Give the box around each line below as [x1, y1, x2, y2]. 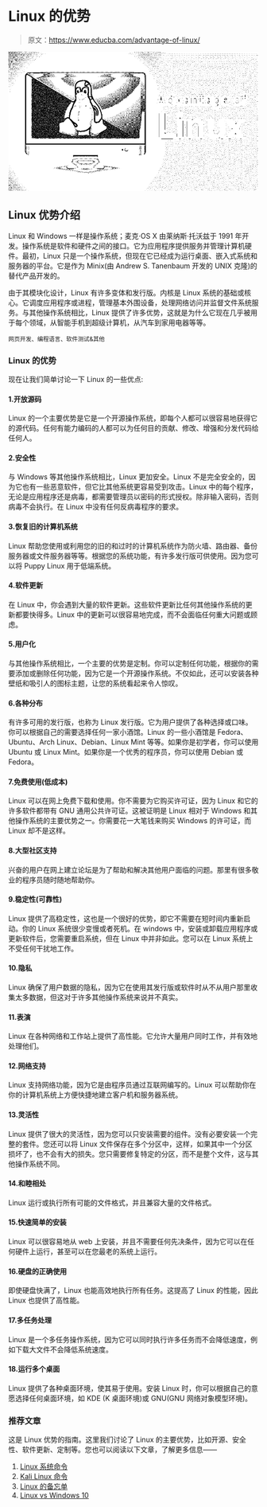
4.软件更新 [8, 580, 44, 590]
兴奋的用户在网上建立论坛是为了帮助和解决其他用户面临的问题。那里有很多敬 [8, 865, 259, 874]
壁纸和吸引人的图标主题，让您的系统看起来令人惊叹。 [8, 678, 183, 689]
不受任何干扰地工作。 [8, 943, 78, 953]
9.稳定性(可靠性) [8, 895, 62, 904]
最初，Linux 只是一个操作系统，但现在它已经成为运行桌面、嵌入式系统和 [21, 251, 258, 260]
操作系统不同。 [14, 1159, 64, 1169]
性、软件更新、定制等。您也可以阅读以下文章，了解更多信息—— [8, 1445, 217, 1454]
